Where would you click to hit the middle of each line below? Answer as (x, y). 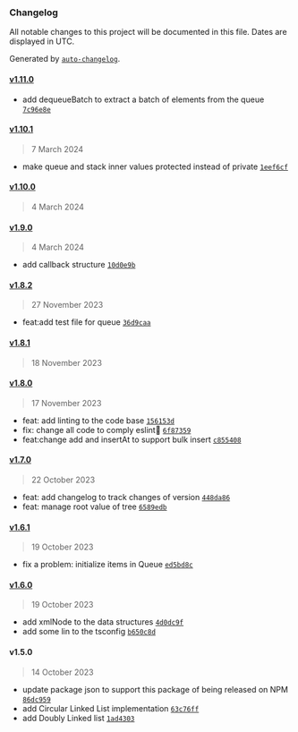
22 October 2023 (63, 480)
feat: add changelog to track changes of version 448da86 (126, 497)
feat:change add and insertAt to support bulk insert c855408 (132, 439)
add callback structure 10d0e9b (79, 265)
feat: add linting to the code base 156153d (98, 420)
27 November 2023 (67, 305)
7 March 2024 (57, 149)
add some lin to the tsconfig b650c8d (89, 632)
